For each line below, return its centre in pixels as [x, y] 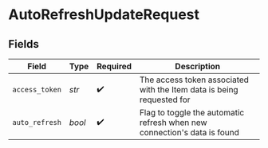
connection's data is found [189, 132]
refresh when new [173, 123]
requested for [165, 99]
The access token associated [194, 80]
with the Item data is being [189, 90]
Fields [24, 44]
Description [198, 66]
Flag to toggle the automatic [192, 113]
